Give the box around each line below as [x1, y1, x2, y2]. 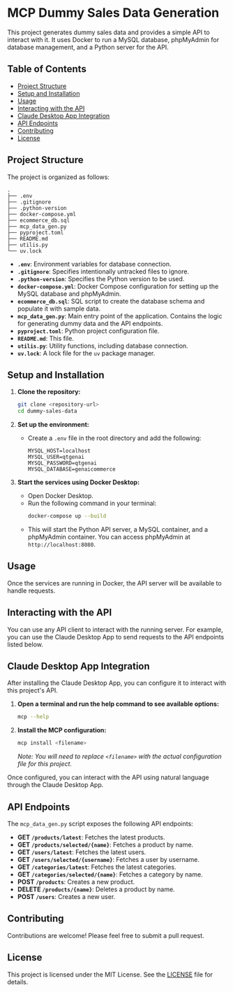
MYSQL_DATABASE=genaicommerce [27, 466, 116, 473]
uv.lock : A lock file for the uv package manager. [17, 348, 156, 357]
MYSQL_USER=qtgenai [27, 453, 85, 461]
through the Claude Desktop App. [7, 781, 104, 789]
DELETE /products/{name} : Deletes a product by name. [17, 885, 176, 893]
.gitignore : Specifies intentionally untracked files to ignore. [17, 267, 190, 276]
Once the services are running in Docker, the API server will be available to [7, 579, 222, 587]
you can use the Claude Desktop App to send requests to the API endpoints [7, 632, 225, 641]
